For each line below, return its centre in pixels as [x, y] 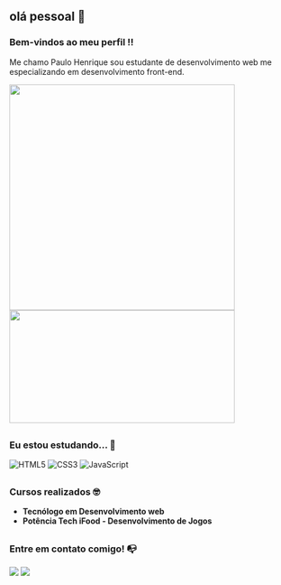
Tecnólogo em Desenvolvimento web [93, 512]
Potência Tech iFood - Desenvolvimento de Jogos [117, 521]
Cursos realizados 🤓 [55, 491]
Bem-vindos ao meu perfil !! [72, 42]
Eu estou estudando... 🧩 [63, 445]
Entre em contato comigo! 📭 [73, 549]
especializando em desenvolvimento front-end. [97, 71]
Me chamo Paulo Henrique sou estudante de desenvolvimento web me [141, 62]
